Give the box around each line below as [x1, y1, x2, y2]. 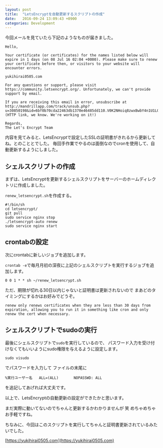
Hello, [5, 44, 18, 49]
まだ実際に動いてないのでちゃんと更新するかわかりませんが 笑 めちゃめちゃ [5, 405, 156, 411]
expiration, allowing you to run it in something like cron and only [5, 307, 149, 312]
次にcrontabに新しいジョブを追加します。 [5, 252, 88, 258]
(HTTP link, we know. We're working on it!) [5, 112, 97, 117]
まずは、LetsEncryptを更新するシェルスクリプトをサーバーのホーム [5, 176, 140, 182]
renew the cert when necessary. [5, 311, 70, 317]
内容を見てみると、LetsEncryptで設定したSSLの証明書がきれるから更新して [5, 134, 156, 140]
